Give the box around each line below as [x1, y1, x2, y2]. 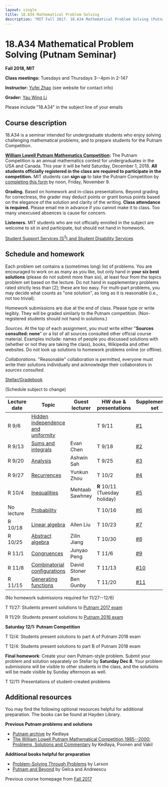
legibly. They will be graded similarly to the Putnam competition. [5, 310, 137, 316]
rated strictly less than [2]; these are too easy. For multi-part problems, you [5, 284, 160, 290]
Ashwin [70, 454, 88, 461]
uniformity [31, 432, 56, 439]
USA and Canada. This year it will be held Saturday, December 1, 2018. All [5, 163, 157, 169]
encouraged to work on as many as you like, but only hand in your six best [5, 268, 159, 274]
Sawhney [70, 492, 92, 499]
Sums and [31, 440, 55, 447]
